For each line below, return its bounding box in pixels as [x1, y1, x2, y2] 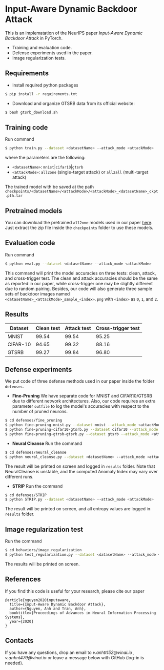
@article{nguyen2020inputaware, [5, 597, 71, 603]
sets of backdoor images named [5, 291, 70, 296]
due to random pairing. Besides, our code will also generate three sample [5, 286, 153, 292]
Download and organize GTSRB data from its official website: [12, 100, 135, 106]
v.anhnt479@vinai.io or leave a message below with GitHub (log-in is [5, 654, 144, 660]
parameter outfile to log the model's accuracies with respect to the [12, 403, 149, 409]
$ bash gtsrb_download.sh [5, 110, 58, 115]
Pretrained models [5, 207, 62, 215]
